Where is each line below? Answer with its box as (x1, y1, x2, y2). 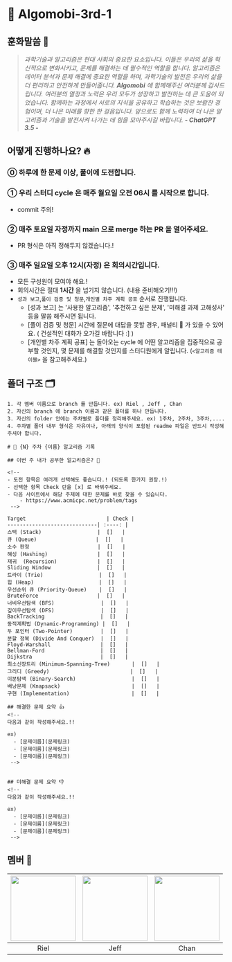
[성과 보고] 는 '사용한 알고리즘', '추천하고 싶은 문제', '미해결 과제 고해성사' (27, 303, 225, 312)
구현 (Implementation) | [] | (7, 691, 160, 697)
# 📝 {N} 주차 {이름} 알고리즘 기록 (7, 443, 96, 451)
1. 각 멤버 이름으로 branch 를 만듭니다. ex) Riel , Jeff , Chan (7, 401, 182, 408)
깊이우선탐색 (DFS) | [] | (7, 607, 130, 614)
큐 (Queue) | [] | (7, 536, 124, 543)
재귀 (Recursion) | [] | (7, 558, 126, 565)
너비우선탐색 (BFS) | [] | (7, 600, 130, 607)
